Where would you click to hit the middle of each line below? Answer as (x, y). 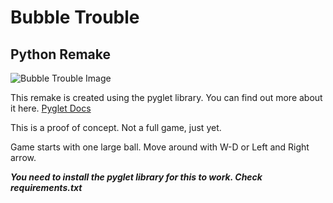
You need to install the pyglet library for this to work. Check (136, 177)
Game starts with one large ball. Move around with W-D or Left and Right (160, 147)
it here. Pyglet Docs (51, 108)
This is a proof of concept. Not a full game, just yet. (116, 127)
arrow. (23, 157)
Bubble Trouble (75, 17)
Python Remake (60, 54)
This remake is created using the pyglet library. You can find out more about (166, 97)
